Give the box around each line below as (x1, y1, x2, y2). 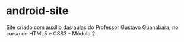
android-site (6, 4, 69, 18)
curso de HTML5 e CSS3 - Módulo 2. (6, 30, 97, 37)
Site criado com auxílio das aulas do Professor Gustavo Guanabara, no (6, 24, 179, 31)
